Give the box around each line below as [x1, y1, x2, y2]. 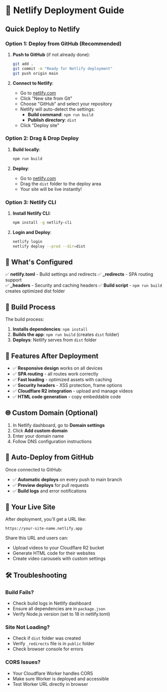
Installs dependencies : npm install [12, 326, 88, 332]
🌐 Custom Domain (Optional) [5, 409, 98, 417]
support [5, 277, 22, 283]
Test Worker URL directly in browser [12, 681, 89, 687]
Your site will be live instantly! [20, 186, 82, 192]
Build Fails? [5, 588, 34, 596]
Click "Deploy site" [20, 122, 60, 128]
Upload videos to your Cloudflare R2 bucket [12, 545, 104, 551]
